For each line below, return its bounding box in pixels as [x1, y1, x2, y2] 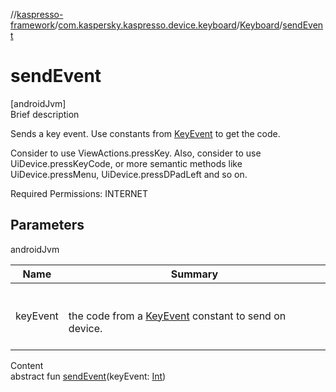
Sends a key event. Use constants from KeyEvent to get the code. [10, 127, 281, 139]
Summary [170, 267, 219, 281]
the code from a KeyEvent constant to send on [68, 309, 287, 323]
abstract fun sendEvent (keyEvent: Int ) [10, 370, 167, 382]
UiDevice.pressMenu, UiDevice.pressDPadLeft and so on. [10, 168, 248, 180]
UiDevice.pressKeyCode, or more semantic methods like [10, 157, 243, 169]
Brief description [10, 108, 80, 120]
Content [10, 359, 44, 371]
